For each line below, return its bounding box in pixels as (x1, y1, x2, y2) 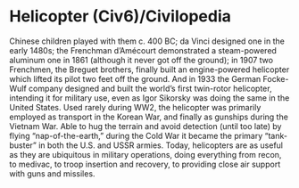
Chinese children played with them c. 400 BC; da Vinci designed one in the (9, 36, 286, 46)
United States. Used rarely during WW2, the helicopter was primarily (9, 102, 262, 112)
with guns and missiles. (9, 168, 96, 179)
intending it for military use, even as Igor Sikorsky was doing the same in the (9, 92, 290, 103)
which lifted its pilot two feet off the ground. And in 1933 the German (9, 73, 262, 84)
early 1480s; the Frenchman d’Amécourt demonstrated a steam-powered (9, 45, 277, 55)
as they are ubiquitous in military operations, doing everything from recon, (9, 149, 282, 159)
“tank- (264, 130, 288, 141)
